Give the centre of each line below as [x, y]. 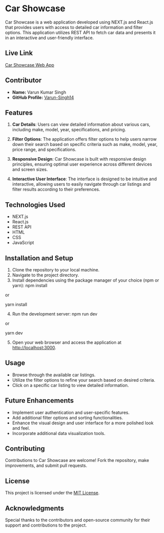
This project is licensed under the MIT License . [52, 493]
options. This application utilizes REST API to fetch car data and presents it [80, 32]
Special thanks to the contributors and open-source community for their [78, 520]
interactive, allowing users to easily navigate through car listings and [81, 184]
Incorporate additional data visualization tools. [59, 433]
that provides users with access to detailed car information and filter [74, 27]
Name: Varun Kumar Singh [39, 92]
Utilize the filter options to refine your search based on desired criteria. [84, 380]
